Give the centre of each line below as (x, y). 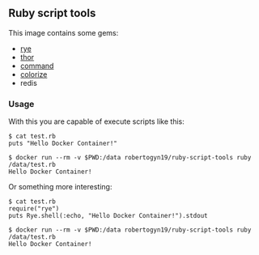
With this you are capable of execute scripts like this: (96, 121)
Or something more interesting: (60, 187)
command (37, 66)
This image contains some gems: (64, 32)
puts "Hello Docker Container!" (63, 144)
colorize (34, 74)
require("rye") (34, 209)
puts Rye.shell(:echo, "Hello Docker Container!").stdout (108, 216)
